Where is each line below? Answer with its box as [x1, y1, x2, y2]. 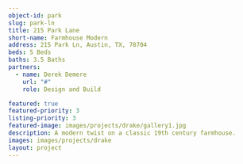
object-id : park [8, 11, 62, 20]
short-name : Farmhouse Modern [8, 33, 109, 42]
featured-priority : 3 [8, 107, 80, 115]
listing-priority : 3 [8, 114, 77, 123]
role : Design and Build [22, 85, 102, 93]
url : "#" [22, 78, 52, 86]
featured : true [8, 100, 59, 108]
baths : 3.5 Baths [8, 56, 66, 64]
